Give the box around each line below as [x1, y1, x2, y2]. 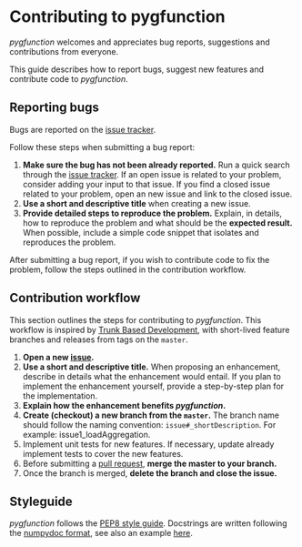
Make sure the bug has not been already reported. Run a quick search [22, 159, 290, 170]
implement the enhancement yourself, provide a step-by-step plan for [22, 380, 285, 391]
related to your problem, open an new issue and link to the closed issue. [22, 188, 293, 199]
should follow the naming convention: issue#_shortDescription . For [22, 419, 277, 430]
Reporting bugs [9, 100, 100, 116]
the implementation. [22, 390, 98, 401]
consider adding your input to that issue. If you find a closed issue [22, 178, 271, 189]
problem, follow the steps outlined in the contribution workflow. [9, 264, 247, 275]
